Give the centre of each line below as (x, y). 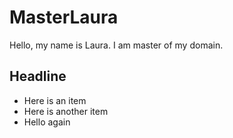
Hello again (47, 122)
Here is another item (66, 111)
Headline (38, 76)
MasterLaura (64, 17)
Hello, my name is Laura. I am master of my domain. (116, 45)
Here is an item (55, 100)
